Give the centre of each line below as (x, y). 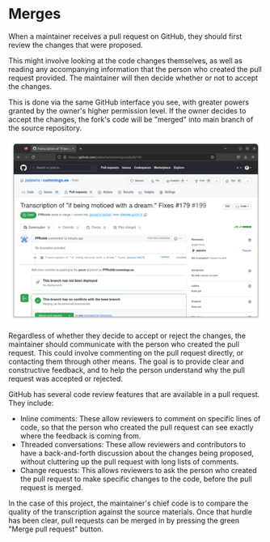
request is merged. (51, 487)
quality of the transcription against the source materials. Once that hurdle (131, 511)
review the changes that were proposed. (76, 45)
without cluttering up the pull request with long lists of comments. (129, 461)
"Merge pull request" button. (56, 529)
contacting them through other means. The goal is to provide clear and (126, 361)
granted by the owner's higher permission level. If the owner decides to (127, 110)
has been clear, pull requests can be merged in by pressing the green (124, 520)
